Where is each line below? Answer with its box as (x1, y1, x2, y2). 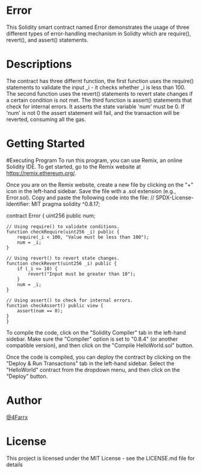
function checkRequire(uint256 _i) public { (6, 229, 120, 235)
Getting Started (6, 137, 85, 150)
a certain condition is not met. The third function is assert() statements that (6, 96, 193, 104)
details (6, 461, 23, 468)
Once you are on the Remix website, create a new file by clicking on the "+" (6, 181, 194, 188)
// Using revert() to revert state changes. (6, 255, 120, 261)
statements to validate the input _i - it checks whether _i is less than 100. (6, 84, 186, 91)
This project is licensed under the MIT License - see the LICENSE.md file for (6, 454, 195, 462)
